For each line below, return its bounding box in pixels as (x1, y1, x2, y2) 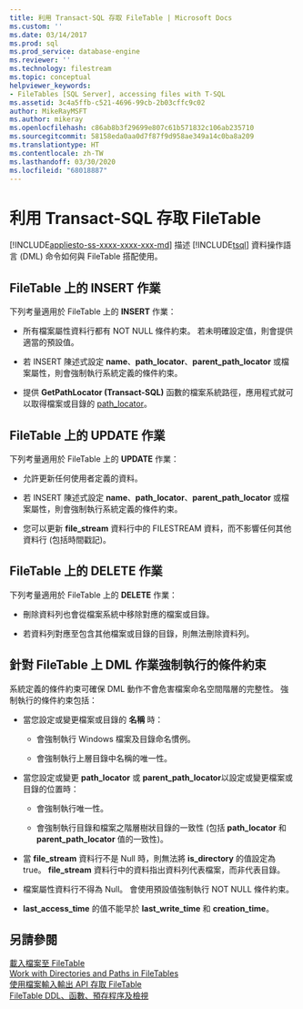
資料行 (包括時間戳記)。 (22, 534, 111, 545)
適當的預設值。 (22, 337, 79, 348)
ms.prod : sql (9, 38, 59, 48)
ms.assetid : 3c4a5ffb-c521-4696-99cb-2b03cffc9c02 (9, 97, 206, 107)
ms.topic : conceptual (9, 73, 92, 82)
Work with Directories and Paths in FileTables (9, 968, 179, 979)
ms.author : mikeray (9, 115, 84, 124)
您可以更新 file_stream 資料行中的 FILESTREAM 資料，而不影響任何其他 (22, 523, 292, 534)
